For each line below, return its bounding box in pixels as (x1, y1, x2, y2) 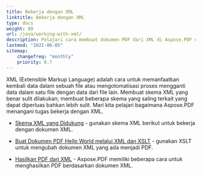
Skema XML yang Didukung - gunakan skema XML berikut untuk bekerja (14, 119, 195, 126)
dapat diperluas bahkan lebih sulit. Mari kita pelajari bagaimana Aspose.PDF (6, 101, 195, 108)
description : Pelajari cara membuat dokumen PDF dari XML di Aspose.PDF (6, 37, 192, 43)
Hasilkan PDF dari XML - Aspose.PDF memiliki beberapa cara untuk (14, 155, 183, 162)
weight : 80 (6, 25, 34, 32)
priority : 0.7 (17, 59, 52, 65)
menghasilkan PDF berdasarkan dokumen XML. (14, 162, 133, 169)
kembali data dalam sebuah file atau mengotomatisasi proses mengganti (6, 82, 186, 89)
